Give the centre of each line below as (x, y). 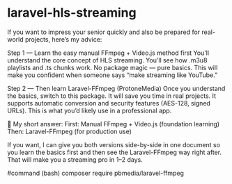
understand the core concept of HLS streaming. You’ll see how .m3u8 (107, 60)
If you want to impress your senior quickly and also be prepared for (104, 32)
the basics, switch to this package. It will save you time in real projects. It (112, 96)
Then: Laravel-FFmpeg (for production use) (70, 131)
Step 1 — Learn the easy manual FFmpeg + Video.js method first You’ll (108, 53)
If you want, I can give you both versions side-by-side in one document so (114, 144)
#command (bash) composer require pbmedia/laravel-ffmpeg (96, 173)
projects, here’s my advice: (63, 39)
